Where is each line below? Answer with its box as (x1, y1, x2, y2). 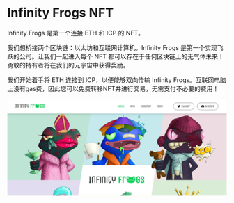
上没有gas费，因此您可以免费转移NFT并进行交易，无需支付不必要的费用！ (7, 84, 219, 92)
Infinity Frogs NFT (7, 5, 114, 21)
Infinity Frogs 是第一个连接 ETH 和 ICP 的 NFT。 (7, 29, 145, 37)
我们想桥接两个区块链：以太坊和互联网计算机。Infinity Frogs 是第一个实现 (7, 43, 218, 51)
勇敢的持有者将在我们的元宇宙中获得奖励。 (7, 60, 130, 69)
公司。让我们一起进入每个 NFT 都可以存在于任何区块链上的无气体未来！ (19, 52, 224, 60)
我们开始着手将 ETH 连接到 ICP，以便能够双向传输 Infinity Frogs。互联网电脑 (7, 75, 226, 84)
